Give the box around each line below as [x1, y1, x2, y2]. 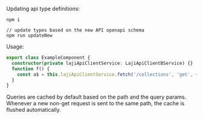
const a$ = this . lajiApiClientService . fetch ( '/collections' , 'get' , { [17, 72, 199, 78]
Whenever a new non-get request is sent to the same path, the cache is [6, 100, 185, 107]
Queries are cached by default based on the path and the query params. [6, 93, 187, 101]
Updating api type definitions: [6, 5, 80, 12]
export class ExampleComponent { [6, 55, 91, 61]
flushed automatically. [6, 106, 62, 114]
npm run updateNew [6, 32, 53, 38]
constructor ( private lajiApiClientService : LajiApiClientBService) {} [11, 60, 193, 66]
